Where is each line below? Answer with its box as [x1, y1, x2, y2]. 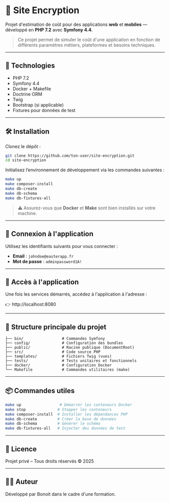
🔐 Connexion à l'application [5, 230, 94, 238]
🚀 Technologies [5, 61, 55, 70]
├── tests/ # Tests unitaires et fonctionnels [5, 358, 137, 364]
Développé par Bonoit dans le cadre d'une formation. [5, 491, 116, 497]
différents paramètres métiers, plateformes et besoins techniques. [17, 42, 156, 48]
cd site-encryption [5, 158, 47, 163]
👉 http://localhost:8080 [5, 301, 56, 307]
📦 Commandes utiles [5, 386, 75, 395]
